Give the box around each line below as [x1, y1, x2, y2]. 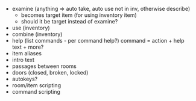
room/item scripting [11, 82, 62, 89]
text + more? [11, 43, 44, 50]
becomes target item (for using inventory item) [21, 11, 137, 19]
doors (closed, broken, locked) [11, 69, 89, 76]
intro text [11, 57, 35, 63]
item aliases [11, 50, 42, 57]
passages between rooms [11, 63, 77, 70]
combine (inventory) [11, 31, 63, 38]
